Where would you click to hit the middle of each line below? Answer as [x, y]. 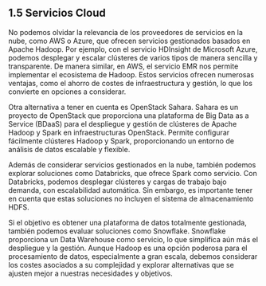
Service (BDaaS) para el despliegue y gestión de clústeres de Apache [123, 123]
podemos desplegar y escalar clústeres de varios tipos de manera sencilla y [133, 57]
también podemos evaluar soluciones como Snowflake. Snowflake [117, 231]
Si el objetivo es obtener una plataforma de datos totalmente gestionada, [127, 222]
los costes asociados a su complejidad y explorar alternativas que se [121, 264]
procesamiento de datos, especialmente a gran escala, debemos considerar [133, 256]
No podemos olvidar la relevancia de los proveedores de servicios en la [125, 32]
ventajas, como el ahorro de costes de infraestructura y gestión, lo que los [131, 83]
